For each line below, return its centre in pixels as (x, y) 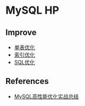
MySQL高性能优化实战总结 (46, 96)
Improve (21, 32)
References (27, 81)
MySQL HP (32, 10)
